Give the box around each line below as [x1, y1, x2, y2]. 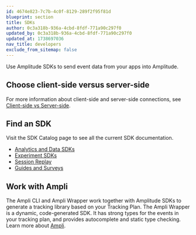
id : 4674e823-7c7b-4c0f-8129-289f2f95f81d [6, 8, 111, 15]
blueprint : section [6, 14, 54, 20]
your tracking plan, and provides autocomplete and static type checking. [6, 216, 181, 223]
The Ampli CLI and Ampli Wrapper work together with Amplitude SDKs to [6, 197, 181, 204]
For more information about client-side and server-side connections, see [6, 95, 181, 103]
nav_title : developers [6, 42, 61, 48]
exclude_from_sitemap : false [6, 47, 77, 53]
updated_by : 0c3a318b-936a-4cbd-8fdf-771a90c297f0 [6, 31, 132, 36]
